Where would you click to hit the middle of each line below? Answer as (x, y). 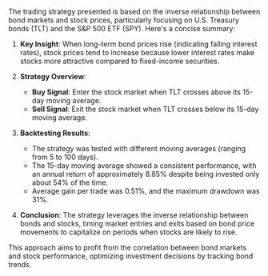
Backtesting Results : (55, 133)
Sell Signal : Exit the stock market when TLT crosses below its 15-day (145, 109)
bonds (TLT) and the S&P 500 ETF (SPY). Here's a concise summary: (122, 28)
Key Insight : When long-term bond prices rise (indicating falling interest (138, 44)
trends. (20, 264)
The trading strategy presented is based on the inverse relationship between (134, 12)
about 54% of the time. (70, 182)
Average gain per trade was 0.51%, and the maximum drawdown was (146, 191)
